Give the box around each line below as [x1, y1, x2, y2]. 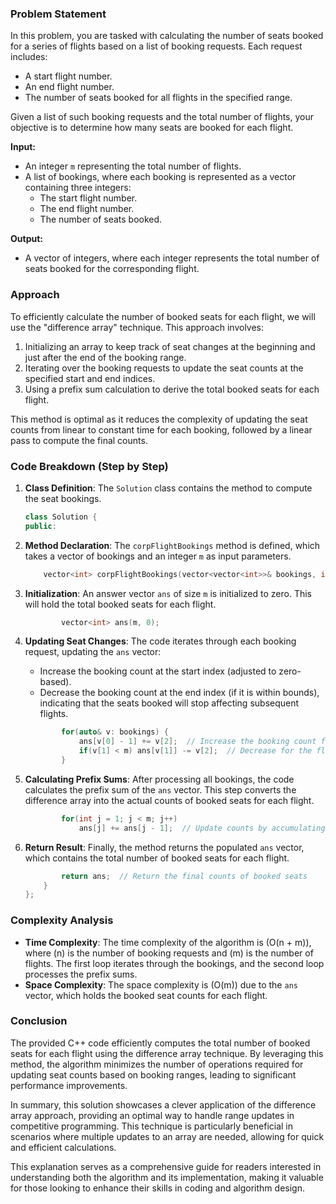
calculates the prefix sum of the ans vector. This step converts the [24, 783, 297, 796]
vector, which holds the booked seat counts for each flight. [24, 989, 268, 1001]
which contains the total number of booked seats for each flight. [24, 852, 290, 864]
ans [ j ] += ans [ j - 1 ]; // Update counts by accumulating [78, 823, 326, 833]
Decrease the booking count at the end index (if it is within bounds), [39, 687, 320, 699]
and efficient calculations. [10, 1141, 117, 1153]
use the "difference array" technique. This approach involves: [10, 321, 265, 333]
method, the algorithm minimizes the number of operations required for [10, 1058, 304, 1070]
